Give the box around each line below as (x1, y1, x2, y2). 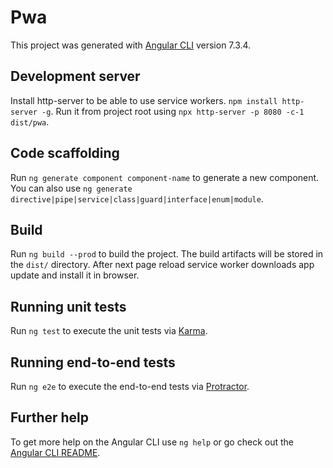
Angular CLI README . (10, 446, 101, 458)
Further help (10, 409, 90, 426)
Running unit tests (10, 298, 127, 315)
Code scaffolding (10, 145, 120, 162)
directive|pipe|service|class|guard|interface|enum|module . (10, 192, 264, 205)
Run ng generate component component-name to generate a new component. (10, 171, 320, 183)
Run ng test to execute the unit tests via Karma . (10, 325, 208, 337)
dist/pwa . (10, 116, 50, 128)
